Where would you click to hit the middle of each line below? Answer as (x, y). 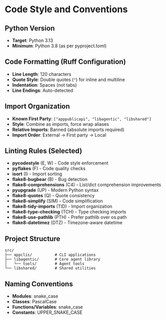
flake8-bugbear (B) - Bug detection (50, 179)
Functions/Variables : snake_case (47, 307)
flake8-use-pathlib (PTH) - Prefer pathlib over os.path (70, 217)
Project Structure (32, 239)
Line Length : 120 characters (42, 74)
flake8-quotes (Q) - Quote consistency (53, 196)
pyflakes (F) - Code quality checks (49, 169)
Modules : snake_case (35, 296)
